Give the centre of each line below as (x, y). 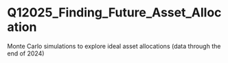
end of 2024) (26, 53)
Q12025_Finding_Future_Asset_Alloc (114, 13)
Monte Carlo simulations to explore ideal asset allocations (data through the (114, 46)
